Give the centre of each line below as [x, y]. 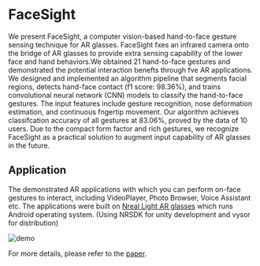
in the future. [29, 145]
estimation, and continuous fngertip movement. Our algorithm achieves [124, 111]
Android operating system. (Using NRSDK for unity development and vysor [129, 214]
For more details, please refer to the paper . [78, 253]
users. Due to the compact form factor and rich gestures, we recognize [124, 129]
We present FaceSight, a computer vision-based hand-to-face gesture [123, 36]
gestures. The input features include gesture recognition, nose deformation [130, 103]
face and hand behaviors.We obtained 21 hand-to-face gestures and [119, 62]
